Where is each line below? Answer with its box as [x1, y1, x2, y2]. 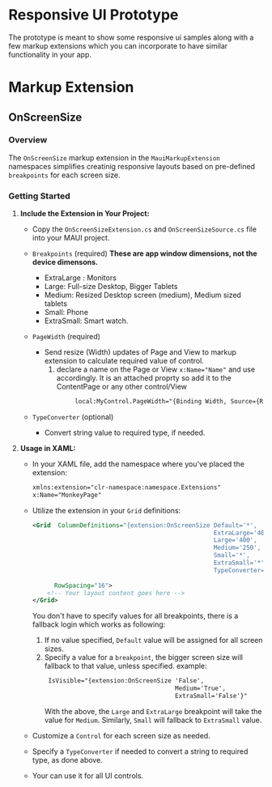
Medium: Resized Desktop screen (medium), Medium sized [44, 290, 241, 300]
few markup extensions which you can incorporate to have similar [8, 40, 228, 50]
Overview [8, 134, 48, 146]
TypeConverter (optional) [32, 411, 114, 422]
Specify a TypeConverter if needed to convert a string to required [32, 747, 249, 756]
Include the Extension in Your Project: [19, 209, 150, 219]
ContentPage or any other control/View [56, 382, 188, 392]
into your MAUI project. [32, 233, 110, 243]
